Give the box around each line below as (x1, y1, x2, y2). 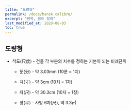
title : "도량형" (5, 7, 35, 12)
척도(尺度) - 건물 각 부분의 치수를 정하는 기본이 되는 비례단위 (12, 58, 127, 64)
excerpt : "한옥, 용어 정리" (5, 16, 56, 21)
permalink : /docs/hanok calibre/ (5, 12, 73, 17)
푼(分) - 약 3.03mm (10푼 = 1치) (19, 69, 81, 74)
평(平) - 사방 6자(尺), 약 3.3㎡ (19, 99, 76, 105)
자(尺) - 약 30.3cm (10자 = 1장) (19, 89, 79, 95)
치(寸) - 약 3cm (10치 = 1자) (19, 79, 73, 85)
